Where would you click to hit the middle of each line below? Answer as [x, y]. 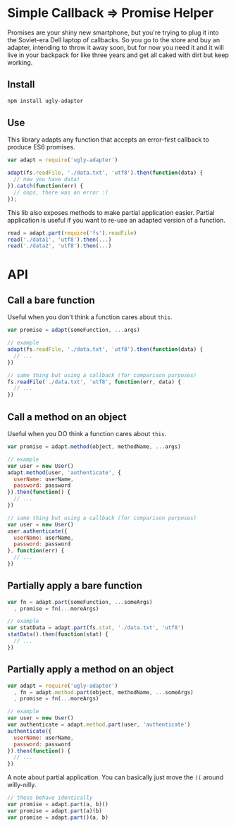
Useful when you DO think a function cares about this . [87, 434]
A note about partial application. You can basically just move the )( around [116, 777]
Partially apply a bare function [75, 586]
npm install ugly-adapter [45, 101]
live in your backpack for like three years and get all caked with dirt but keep [118, 55]
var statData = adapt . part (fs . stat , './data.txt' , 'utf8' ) [96, 628]
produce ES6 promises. [41, 147]
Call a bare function [51, 300]
